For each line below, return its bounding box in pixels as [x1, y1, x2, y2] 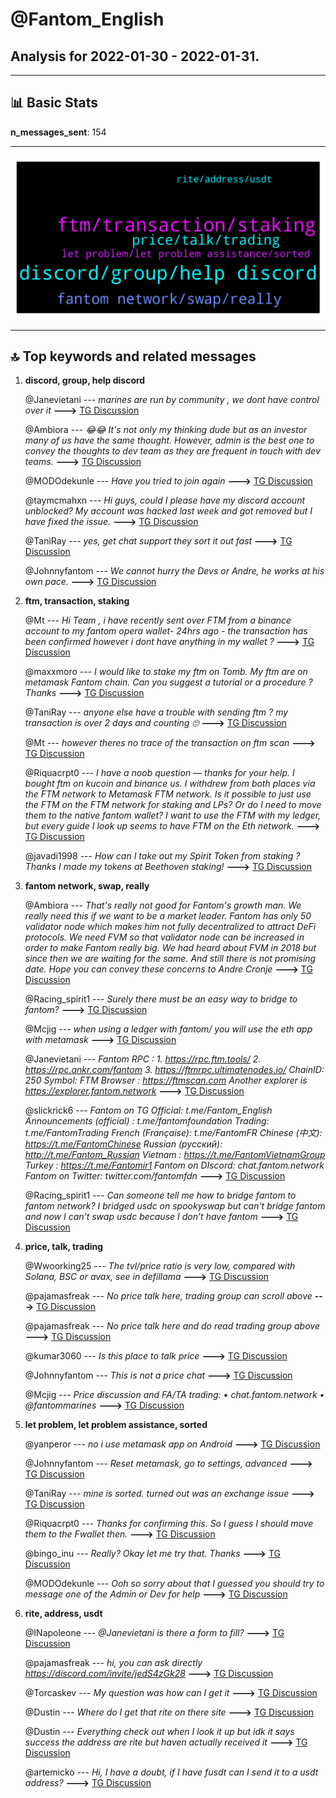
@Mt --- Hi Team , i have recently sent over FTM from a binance [24, 614, 292, 627]
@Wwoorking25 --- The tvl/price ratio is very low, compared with [24, 1260, 296, 1272]
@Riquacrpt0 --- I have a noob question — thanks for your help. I [24, 767, 295, 779]
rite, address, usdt [24, 1608, 103, 1620]
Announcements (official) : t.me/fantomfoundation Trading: [24, 1115, 270, 1127]
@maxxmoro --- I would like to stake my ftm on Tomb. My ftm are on [24, 666, 308, 678]
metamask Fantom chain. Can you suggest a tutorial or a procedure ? [24, 676, 313, 688]
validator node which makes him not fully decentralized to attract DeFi [24, 921, 317, 933]
